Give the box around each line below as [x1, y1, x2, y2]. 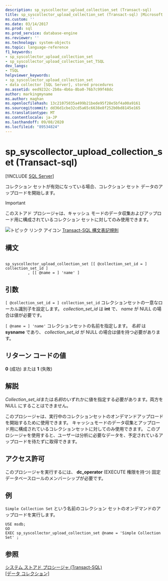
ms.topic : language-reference [5, 45, 69, 50]
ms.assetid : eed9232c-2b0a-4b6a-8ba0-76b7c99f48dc [5, 87, 114, 92]
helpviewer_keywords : [5, 73, 51, 78]
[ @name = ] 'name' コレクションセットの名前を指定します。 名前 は [5, 323, 146, 329]
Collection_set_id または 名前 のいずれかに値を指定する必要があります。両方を [5, 396, 163, 402]
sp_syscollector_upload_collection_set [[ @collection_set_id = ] [5, 262, 147, 267]
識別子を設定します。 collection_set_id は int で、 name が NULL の [18, 306, 157, 312]
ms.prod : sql [5, 26, 33, 31]
